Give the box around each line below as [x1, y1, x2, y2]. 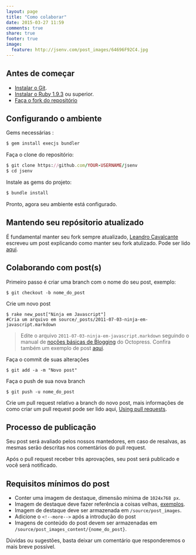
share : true [6, 31, 35, 36]
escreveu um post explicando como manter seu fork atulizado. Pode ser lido [6, 239, 191, 247]
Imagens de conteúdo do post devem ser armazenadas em [14, 519, 157, 526]
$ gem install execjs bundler [6, 140, 80, 147]
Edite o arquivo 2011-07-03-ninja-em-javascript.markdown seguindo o [20, 332, 190, 339]
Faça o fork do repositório [14, 96, 78, 103]
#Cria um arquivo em [6, 317, 57, 322]
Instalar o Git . [14, 84, 47, 91]
